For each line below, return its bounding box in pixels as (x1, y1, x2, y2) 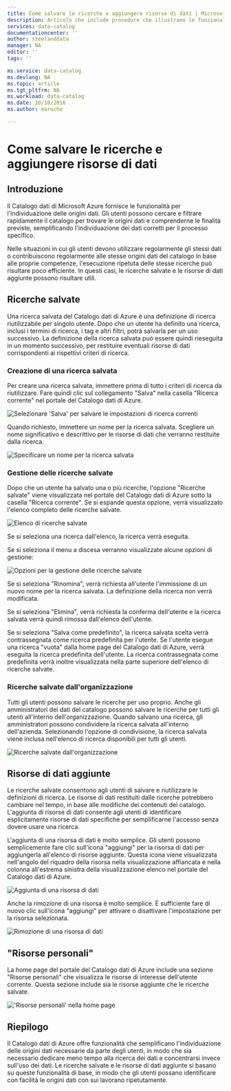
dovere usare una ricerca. (7, 823, 80, 831)
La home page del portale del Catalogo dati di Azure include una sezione (7, 966, 213, 974)
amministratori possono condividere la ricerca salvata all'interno (7, 720, 189, 728)
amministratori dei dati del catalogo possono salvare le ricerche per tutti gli (7, 705, 219, 713)
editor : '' (7, 49, 38, 56)
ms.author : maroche (7, 106, 63, 113)
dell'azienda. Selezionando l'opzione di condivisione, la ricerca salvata (7, 727, 208, 735)
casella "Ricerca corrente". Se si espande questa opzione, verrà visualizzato (7, 498, 223, 507)
